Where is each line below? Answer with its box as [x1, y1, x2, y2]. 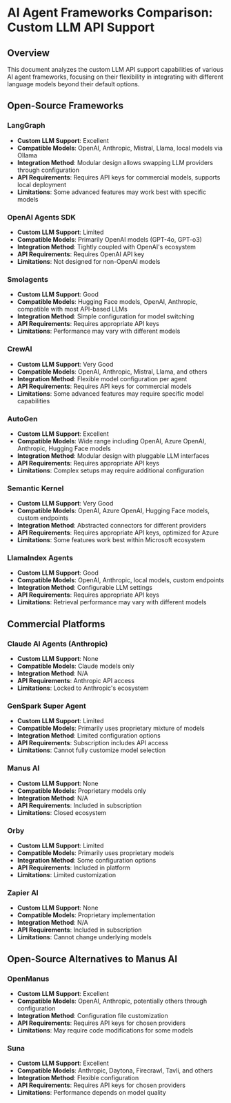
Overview [7, 47, 50, 59]
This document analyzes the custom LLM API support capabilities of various [7, 66, 224, 73]
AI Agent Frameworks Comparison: [7, 5, 213, 21]
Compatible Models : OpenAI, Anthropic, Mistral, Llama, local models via [17, 144, 223, 152]
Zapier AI [7, 888, 39, 897]
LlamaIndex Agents [7, 553, 74, 563]
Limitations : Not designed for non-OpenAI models [17, 257, 161, 265]
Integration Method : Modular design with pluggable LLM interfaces [17, 451, 210, 460]
